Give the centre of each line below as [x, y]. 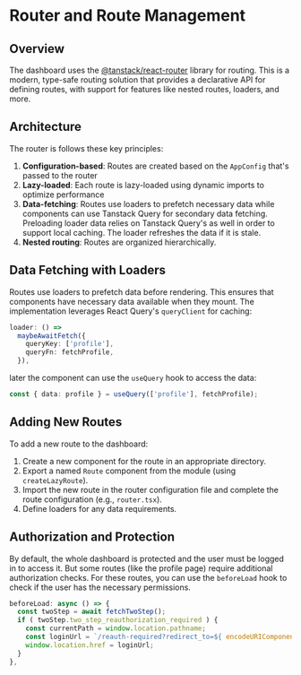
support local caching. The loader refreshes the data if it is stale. [142, 232]
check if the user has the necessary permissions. [100, 587]
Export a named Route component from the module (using [129, 471]
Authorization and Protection [92, 537]
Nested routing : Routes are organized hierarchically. [119, 242]
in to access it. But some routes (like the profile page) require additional [141, 568]
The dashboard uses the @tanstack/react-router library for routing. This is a [149, 70]
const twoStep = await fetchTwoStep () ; [92, 612]
